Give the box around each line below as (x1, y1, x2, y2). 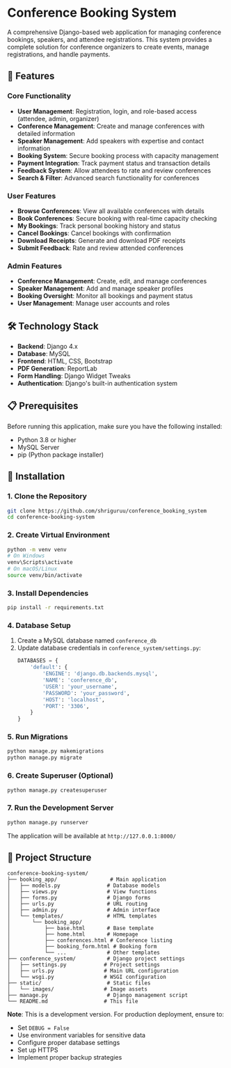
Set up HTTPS (17, 1046, 58, 1054)
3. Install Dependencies (7, 588, 89, 598)
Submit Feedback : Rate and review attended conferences (17, 244, 184, 252)
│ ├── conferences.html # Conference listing (7, 937, 173, 944)
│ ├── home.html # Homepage (7, 931, 138, 938)
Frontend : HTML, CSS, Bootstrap (17, 357, 113, 366)
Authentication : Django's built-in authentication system (17, 379, 178, 388)
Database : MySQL (17, 350, 71, 358)
